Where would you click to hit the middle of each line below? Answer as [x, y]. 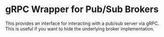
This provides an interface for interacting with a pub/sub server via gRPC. [82, 23]
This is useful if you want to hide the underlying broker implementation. [80, 28]
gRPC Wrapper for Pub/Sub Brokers [82, 9]
